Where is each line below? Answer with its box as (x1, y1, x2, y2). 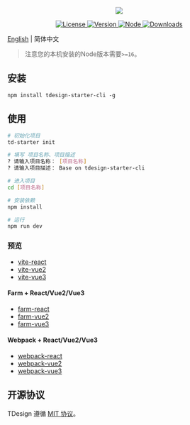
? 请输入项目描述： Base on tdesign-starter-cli (7, 165, 145, 172)
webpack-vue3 (17, 366, 62, 375)
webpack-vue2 (17, 359, 62, 368)
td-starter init (7, 138, 55, 145)
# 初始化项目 (7, 132, 40, 139)
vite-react (17, 258, 47, 266)
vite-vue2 (17, 265, 46, 273)
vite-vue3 (17, 272, 47, 281)
